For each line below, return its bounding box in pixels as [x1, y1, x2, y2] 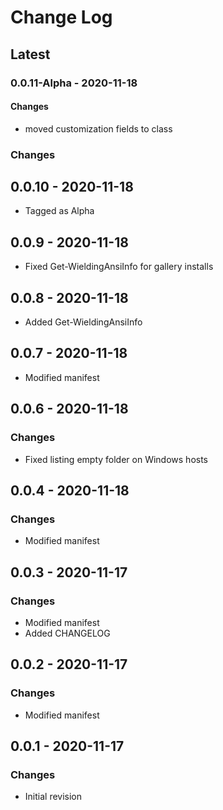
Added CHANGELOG [24, 627, 111, 639]
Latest [10, 46, 51, 63]
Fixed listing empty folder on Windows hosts [24, 453, 208, 465]
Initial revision [24, 791, 83, 803]
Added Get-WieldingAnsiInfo [24, 316, 143, 328]
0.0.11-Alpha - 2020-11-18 [10, 76, 138, 90]
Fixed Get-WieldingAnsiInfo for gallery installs [24, 261, 214, 273]
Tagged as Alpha [24, 205, 95, 217]
